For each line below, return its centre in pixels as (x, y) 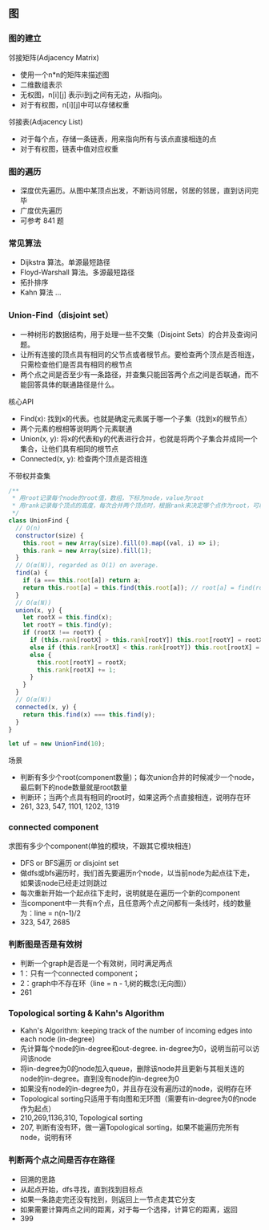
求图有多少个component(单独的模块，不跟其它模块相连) (100, 846)
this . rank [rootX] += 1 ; (76, 670)
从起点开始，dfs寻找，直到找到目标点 (81, 1189)
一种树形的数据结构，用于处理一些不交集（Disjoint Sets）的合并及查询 (135, 334)
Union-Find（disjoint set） (61, 315)
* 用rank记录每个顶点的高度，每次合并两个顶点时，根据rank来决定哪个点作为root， (132, 506)
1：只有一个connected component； (80, 973)
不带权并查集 (29, 476)
